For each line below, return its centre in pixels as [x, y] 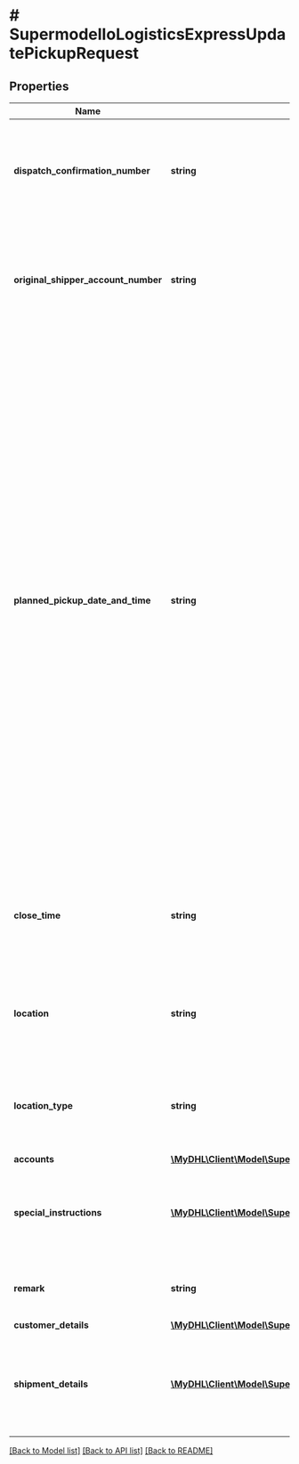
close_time [37, 915]
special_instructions [58, 1212]
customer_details [51, 1325]
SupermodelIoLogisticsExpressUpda [148, 34]
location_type [44, 1106]
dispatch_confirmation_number [82, 171]
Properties [39, 86]
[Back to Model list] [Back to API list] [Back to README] [111, 1451]
